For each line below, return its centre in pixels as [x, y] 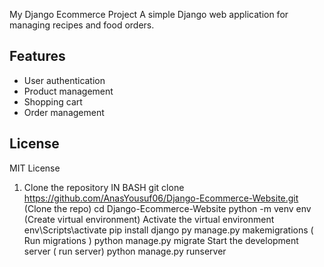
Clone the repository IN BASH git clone [104, 187]
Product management [68, 91]
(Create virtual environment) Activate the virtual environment [149, 219]
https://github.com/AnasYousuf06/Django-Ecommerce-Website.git [161, 198]
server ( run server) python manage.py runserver [125, 251]
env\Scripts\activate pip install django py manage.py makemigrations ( [168, 230]
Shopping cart [53, 101]
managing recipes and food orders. [82, 25]
